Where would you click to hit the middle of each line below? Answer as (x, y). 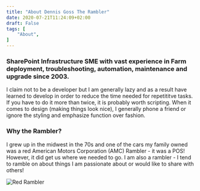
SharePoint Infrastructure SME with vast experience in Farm (96, 61)
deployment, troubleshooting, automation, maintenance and (97, 69)
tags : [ (16, 29)
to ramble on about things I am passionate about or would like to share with (100, 164)
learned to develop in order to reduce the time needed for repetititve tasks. (100, 96)
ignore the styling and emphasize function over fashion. (76, 115)
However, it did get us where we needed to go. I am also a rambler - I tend (99, 157)
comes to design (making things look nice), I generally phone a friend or (96, 109)
